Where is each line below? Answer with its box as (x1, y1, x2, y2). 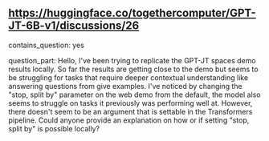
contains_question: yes (8, 40, 84, 50)
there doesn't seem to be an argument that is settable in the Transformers (8, 107, 253, 116)
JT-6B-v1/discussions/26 (8, 19, 140, 33)
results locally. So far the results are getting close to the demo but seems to (8, 64, 259, 74)
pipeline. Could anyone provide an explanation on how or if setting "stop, (8, 115, 250, 125)
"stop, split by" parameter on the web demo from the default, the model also (8, 90, 261, 99)
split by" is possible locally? (8, 123, 100, 133)
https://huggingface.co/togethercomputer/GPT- (8, 6, 257, 20)
